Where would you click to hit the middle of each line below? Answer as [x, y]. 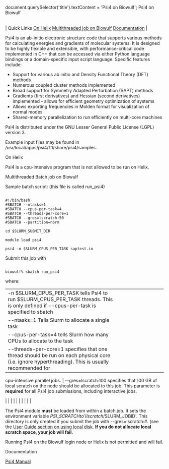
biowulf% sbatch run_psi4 [32, 272]
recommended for [29, 368]
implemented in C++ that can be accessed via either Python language [77, 54]
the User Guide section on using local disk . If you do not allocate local [78, 427]
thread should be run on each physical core [59, 355]
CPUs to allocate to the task [40, 341]
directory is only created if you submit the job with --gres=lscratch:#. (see [82, 421]
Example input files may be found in [42, 142]
